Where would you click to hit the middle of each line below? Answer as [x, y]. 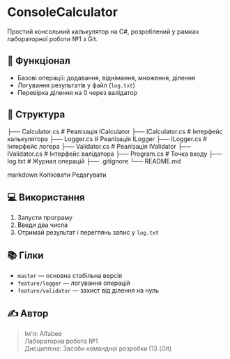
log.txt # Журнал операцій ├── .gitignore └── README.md [94, 161]
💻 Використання [46, 197]
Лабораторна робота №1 [61, 341]
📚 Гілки [25, 255]
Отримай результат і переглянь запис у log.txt [88, 233]
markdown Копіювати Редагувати [57, 175]
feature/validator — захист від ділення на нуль [88, 291]
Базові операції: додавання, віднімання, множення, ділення [106, 78]
